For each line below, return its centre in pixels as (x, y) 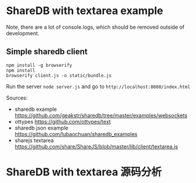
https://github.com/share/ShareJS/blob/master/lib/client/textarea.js (96, 146)
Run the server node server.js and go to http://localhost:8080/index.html (98, 86)
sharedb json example (41, 128)
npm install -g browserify (39, 65)
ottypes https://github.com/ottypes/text (63, 121)
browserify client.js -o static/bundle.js (59, 75)
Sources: (17, 97)
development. (23, 33)
